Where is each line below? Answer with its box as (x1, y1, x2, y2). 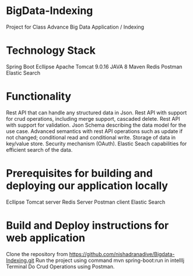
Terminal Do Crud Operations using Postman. (6, 263, 115, 270)
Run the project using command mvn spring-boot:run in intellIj (35, 257, 185, 264)
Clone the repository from (6, 250, 68, 257)
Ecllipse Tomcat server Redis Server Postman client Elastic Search (6, 198, 166, 205)
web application (6, 231, 86, 244)
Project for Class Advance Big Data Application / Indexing (6, 23, 145, 30)
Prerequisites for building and (6, 167, 153, 180)
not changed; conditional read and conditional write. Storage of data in (6, 134, 176, 141)
